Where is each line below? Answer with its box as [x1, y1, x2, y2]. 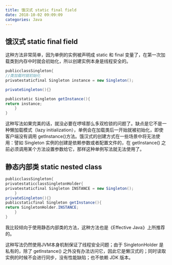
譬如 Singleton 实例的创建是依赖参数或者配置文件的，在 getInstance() [14, 140, 160, 146]
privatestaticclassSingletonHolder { [5, 181, 83, 186]
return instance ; [5, 101, 42, 106]
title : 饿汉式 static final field [5, 7, 77, 13]
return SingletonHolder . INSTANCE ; [5, 205, 79, 210]
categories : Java [5, 17, 42, 22]
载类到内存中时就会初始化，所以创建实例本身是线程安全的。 [5, 58, 131, 64]
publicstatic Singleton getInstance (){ [5, 96, 91, 101]
